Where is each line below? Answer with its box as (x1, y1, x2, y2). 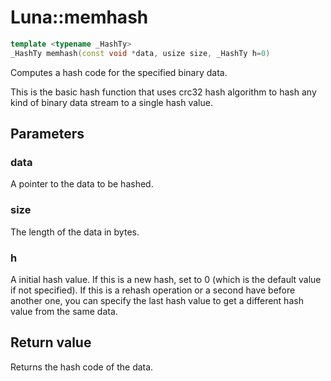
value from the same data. (10, 305, 118, 317)
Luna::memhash (10, 6, 149, 29)
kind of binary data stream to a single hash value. (10, 96, 213, 108)
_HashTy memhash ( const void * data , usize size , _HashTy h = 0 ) (10, 48, 271, 58)
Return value (10, 334, 92, 351)
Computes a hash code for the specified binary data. (10, 66, 228, 78)
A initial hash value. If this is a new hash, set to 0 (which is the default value (10, 273, 322, 285)
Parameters (10, 126, 85, 143)
